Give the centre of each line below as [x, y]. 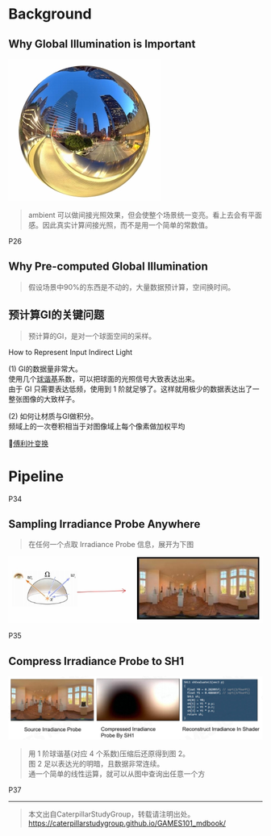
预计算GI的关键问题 [56, 315]
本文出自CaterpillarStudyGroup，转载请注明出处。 [111, 814]
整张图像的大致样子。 [44, 399]
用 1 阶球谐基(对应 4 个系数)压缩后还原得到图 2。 [108, 753]
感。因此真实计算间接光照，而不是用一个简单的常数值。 [120, 225]
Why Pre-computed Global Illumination [108, 267]
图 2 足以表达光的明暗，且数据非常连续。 [96, 763]
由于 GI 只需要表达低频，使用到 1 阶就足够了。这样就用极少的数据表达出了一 [134, 389]
